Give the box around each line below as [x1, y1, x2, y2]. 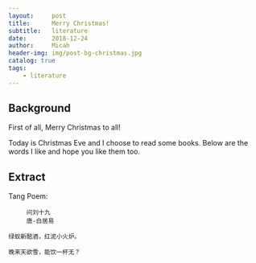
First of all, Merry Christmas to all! [8, 122, 121, 133]
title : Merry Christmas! [8, 19, 110, 27]
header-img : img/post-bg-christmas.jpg [8, 49, 142, 57]
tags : [8, 64, 27, 72]
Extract [8, 170, 46, 183]
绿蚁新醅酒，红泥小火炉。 [8, 232, 81, 241]
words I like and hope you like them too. [8, 146, 141, 157]
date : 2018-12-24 [8, 34, 89, 43]
